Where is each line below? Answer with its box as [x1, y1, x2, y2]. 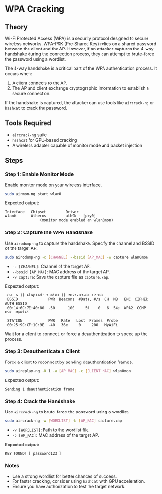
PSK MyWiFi [5, 310, 29, 314]
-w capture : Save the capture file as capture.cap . [12, 274, 110, 280]
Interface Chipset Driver [5, 210, 79, 214]
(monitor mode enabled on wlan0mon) [39, 218, 114, 223]
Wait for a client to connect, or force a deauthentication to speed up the [5, 331, 148, 337]
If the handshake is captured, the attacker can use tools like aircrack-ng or [5, 100, 154, 105]
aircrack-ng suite [12, 132, 47, 138]
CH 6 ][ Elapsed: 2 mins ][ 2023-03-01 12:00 [7, 293, 103, 297]
